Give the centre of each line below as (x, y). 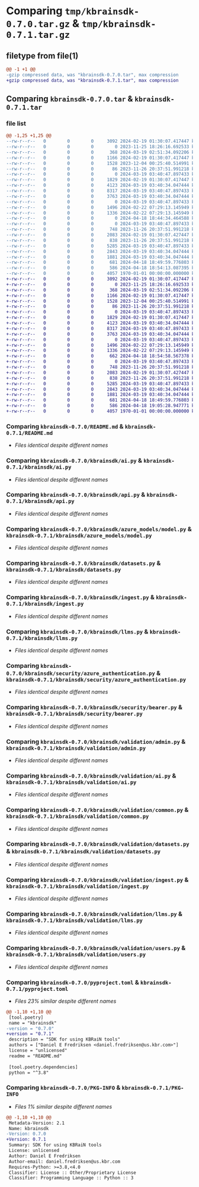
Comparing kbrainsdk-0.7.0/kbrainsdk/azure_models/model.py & (99, 529)
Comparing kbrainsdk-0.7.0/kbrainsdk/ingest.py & (81, 597)
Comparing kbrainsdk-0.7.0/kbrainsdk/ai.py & (74, 460)
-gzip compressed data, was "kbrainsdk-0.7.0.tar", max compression (92, 75)
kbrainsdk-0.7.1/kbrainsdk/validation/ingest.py (78, 886)
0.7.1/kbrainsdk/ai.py (39, 467)
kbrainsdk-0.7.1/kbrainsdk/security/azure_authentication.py (96, 679)
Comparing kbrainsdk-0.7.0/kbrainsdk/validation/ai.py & (91, 776)
